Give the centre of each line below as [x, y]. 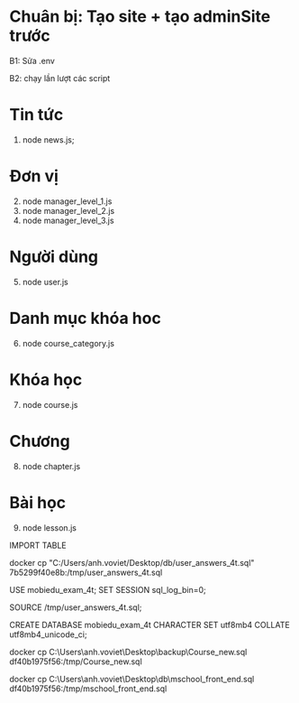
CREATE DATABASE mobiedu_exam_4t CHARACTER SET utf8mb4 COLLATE [149, 624]
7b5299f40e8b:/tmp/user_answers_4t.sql [86, 572]
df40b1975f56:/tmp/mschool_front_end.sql [88, 689]
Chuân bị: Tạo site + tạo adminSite [140, 17]
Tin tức [36, 115]
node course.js [50, 404]
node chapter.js [51, 466]
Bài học [38, 502]
